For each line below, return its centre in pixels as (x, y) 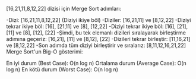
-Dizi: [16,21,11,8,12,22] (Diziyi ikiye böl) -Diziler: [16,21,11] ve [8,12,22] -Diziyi (99, 20)
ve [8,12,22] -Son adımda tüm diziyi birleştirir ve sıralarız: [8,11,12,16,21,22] (96, 45)
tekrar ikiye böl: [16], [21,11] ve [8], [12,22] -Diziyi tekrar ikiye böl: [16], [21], (97, 26)
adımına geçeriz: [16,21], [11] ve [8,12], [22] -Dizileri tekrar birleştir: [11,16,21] (98, 39)
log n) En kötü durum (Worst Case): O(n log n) (62, 69)
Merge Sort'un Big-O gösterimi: (45, 52)
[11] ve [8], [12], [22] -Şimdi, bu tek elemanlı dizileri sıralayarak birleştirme (96, 33)
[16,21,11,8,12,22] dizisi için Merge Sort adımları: (64, 9)
